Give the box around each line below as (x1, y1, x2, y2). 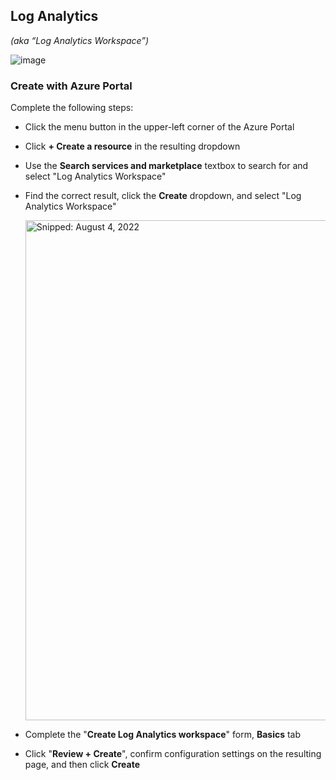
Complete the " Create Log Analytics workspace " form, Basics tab (24, 729, 302, 741)
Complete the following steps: (10, 102, 134, 114)
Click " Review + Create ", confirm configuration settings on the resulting (24, 748, 322, 760)
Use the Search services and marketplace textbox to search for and (24, 160, 309, 172)
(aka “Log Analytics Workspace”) (10, 34, 150, 46)
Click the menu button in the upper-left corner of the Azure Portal (24, 121, 295, 133)
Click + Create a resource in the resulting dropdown (24, 140, 241, 153)
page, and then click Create (24, 759, 141, 771)
